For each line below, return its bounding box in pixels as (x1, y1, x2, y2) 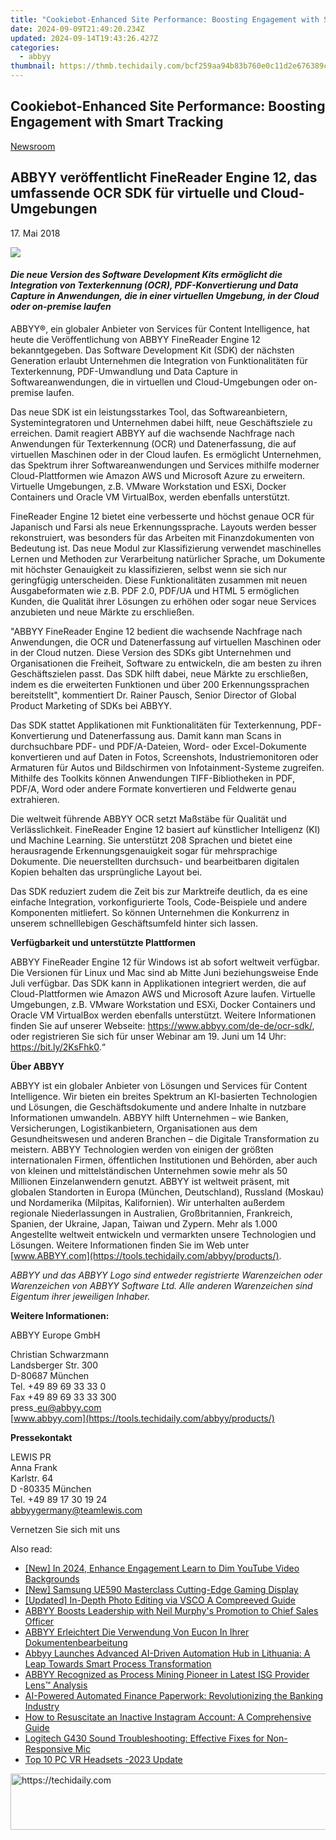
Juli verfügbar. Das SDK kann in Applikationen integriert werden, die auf (10, 977, 307, 989)
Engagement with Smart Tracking (10, 114, 224, 131)
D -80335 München (10, 1482, 92, 1495)
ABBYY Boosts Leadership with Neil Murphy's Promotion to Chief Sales (24, 1604, 319, 1616)
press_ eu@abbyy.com (10, 1401, 102, 1413)
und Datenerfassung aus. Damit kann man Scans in (71, 729, 282, 741)
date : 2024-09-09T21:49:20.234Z (10, 24, 145, 34)
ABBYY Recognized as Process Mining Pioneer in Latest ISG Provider (24, 1668, 310, 1680)
